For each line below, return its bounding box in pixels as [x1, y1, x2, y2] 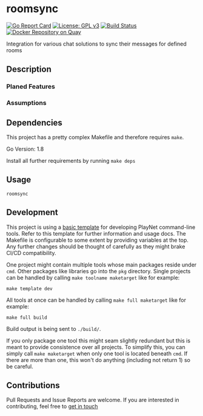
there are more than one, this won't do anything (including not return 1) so [6, 356, 191, 363]
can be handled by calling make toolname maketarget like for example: [6, 274, 180, 281]
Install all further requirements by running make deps [6, 157, 136, 164]
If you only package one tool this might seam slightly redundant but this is [6, 336, 191, 344]
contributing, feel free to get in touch [6, 403, 98, 410]
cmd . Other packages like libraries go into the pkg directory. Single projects [6, 267, 191, 274]
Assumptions [6, 99, 47, 107]
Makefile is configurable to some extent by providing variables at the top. [6, 236, 189, 244]
